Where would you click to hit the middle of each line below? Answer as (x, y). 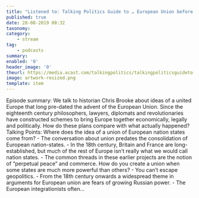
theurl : (16, 73)
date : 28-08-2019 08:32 (36, 23)
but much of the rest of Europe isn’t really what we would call (112, 151)
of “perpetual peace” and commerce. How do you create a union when (93, 164)
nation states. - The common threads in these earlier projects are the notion (99, 157)
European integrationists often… (46, 189)
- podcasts (30, 51)
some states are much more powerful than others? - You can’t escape (92, 170)
